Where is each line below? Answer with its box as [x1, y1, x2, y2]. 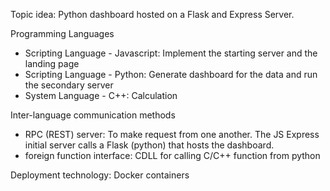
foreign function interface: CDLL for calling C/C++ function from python [24, 150, 321, 161]
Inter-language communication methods [10, 109, 176, 121]
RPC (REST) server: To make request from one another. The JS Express [24, 129, 320, 140]
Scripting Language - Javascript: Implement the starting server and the [24, 47, 318, 59]
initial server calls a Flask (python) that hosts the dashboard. [24, 139, 275, 151]
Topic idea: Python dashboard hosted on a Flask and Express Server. [10, 9, 295, 20]
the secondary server [24, 79, 114, 91]
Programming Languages [10, 28, 115, 39]
